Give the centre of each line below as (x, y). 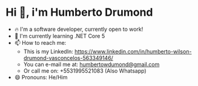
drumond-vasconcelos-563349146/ (68, 58)
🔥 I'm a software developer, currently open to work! (79, 29)
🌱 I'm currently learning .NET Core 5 (60, 36)
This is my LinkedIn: (48, 51)
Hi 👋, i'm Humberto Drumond (79, 12)
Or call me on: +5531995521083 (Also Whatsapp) (85, 71)
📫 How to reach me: (40, 42)
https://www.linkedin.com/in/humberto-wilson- (133, 51)
